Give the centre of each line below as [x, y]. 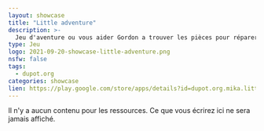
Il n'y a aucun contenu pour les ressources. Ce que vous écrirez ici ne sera [129, 111]
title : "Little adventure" [52, 23]
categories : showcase [44, 81]
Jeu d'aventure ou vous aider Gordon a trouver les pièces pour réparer [137, 37]
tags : [17, 67]
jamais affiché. [32, 119]
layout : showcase [37, 15]
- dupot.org [35, 74]
